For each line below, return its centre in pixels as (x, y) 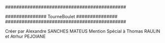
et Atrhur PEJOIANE (26, 36)
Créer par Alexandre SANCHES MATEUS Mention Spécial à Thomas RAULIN (82, 31)
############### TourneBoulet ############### (61, 16)
